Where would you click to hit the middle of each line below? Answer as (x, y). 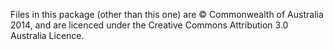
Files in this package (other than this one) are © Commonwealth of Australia (167, 14)
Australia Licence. (47, 35)
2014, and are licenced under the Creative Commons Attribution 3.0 (149, 25)
